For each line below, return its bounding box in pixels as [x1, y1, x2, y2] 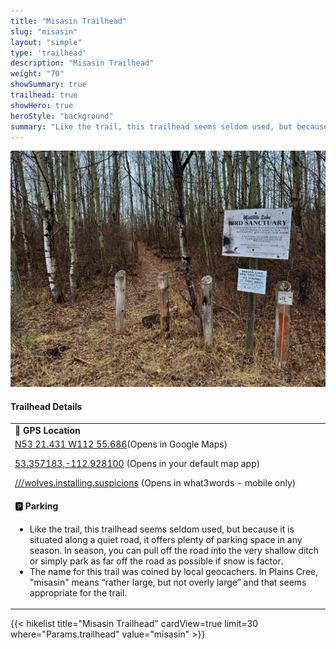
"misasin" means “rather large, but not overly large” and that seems [29, 576, 307, 588]
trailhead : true [10, 90, 78, 100]
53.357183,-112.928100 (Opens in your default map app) [14, 458, 261, 470]
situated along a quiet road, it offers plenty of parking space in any [29, 533, 303, 545]
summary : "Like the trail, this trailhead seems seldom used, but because [10, 121, 329, 132]
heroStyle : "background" [10, 111, 114, 121]
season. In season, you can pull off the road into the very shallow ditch [29, 544, 320, 556]
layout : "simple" [10, 37, 83, 47]
